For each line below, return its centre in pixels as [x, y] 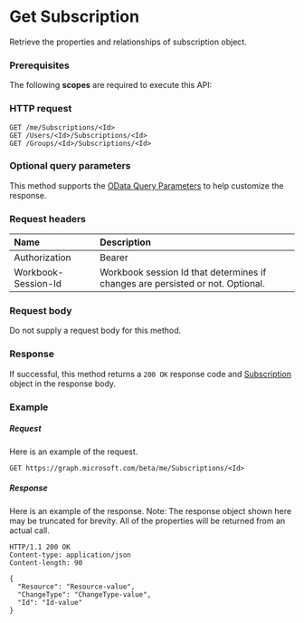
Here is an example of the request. [74, 452]
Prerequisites [39, 65]
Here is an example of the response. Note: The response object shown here [151, 511]
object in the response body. [62, 384]
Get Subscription [75, 17]
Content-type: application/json [70, 555]
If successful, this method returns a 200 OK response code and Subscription [151, 374]
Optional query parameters [70, 166]
